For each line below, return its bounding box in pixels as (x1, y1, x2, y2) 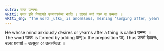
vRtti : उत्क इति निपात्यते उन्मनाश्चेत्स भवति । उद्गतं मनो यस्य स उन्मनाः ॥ (5, 12, 123, 17)
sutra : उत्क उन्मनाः (5, 7, 38, 12)
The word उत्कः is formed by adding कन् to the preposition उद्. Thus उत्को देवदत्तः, (5, 35, 159, 41)
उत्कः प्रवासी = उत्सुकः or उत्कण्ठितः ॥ (5, 40, 65, 46)
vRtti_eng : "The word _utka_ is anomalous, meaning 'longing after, (5, 16, 147, 21)
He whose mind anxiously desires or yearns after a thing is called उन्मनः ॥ (5, 30, 151, 35)
